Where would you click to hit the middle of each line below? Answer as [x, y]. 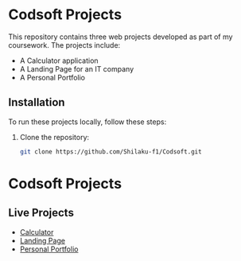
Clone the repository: [54, 137]
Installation [37, 102]
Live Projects [41, 213]
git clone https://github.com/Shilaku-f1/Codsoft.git [111, 152]
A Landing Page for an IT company [77, 68]
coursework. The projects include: [64, 45]
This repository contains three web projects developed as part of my [120, 37]
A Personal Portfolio [52, 77]
